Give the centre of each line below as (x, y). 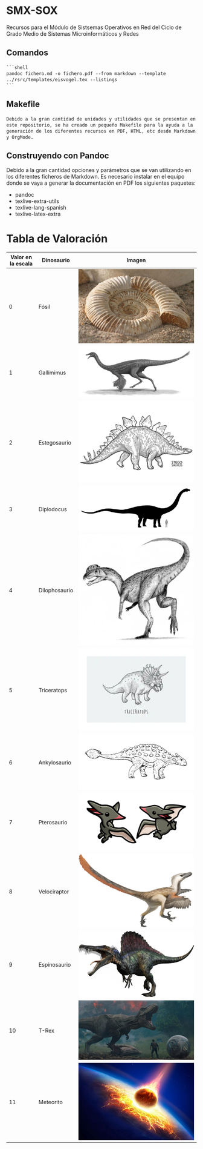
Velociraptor (54, 892)
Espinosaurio (55, 965)
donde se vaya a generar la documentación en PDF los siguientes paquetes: (101, 183)
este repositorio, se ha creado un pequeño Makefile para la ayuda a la (100, 125)
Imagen (136, 260)
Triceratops (53, 690)
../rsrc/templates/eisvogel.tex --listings (62, 79)
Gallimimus (52, 373)
